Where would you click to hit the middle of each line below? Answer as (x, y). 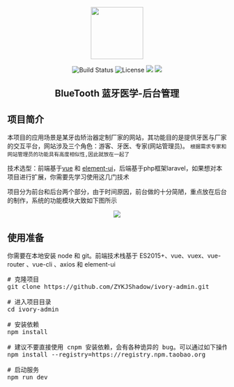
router (16, 264)
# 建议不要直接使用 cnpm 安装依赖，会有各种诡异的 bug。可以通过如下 (112, 347)
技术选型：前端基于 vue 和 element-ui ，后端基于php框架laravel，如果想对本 (115, 168)
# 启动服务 (23, 370)
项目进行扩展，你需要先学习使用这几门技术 (68, 177)
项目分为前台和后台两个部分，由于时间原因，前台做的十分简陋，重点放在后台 (117, 192)
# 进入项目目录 (29, 302)
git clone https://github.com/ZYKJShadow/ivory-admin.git (108, 287)
